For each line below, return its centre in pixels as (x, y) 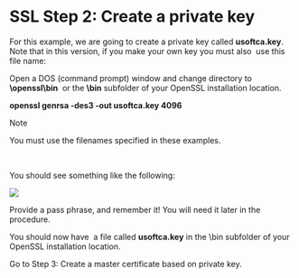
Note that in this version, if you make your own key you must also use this (147, 51)
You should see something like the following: (93, 175)
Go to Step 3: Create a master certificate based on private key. (126, 264)
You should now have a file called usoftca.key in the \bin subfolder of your (150, 236)
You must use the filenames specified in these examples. (115, 140)
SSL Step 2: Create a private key (132, 17)
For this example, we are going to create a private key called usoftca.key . (147, 42)
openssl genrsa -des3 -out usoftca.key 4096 (96, 105)
